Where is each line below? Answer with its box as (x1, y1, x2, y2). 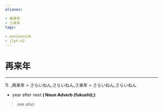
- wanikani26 (5, 34, 32, 39)
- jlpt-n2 (5, 39, 25, 43)
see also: (16, 101, 35, 107)
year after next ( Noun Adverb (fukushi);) (12, 92, 96, 97)
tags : (5, 25, 16, 30)
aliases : (5, 7, 23, 12)
